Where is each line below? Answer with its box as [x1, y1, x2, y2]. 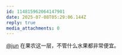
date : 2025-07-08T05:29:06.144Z [6, 14, 86, 20]
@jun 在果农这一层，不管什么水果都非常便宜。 [6, 42, 120, 49]
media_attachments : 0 [6, 25, 60, 31]
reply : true [6, 20, 36, 25]
